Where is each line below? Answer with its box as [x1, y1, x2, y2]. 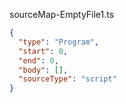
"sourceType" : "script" [18, 74, 117, 84]
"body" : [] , [18, 65, 69, 75]
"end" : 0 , [18, 55, 59, 66]
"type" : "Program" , [18, 37, 100, 47]
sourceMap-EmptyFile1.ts [9, 9, 115, 20]
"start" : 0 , [18, 46, 69, 56]
